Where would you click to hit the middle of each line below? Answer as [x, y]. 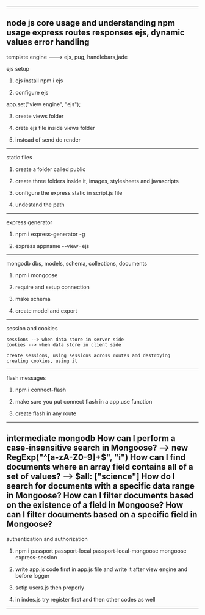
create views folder [39, 116]
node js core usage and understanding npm [91, 23]
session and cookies [32, 328]
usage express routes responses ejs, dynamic [95, 33]
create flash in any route [46, 413]
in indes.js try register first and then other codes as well [85, 599]
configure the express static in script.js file [69, 192]
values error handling [48, 42]
